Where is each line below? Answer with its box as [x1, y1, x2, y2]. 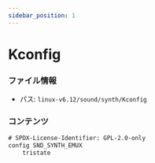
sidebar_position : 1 [8, 11, 76, 20]
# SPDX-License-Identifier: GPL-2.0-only [8, 135, 146, 143]
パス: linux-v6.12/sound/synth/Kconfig [19, 94, 147, 104]
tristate [22, 149, 51, 157]
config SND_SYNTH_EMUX [8, 142, 83, 150]
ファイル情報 [8, 75, 57, 86]
